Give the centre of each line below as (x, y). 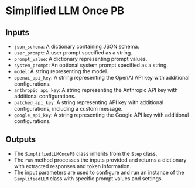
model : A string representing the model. (61, 71)
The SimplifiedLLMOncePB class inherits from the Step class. (85, 153)
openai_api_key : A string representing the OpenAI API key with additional (102, 78)
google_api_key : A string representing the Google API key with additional (101, 115)
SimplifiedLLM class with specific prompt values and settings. (88, 178)
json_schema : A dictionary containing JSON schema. (77, 46)
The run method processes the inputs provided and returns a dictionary (100, 160)
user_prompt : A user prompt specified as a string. (73, 53)
